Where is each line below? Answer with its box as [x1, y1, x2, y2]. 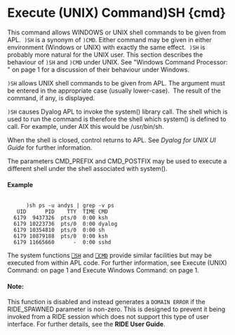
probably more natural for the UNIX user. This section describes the [7, 50, 203, 59]
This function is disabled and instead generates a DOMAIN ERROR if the [7, 298, 206, 306]
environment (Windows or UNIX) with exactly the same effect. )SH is [7, 43, 206, 51]
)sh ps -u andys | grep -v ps [25, 202, 114, 210]
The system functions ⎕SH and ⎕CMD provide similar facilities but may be [7, 251, 213, 260]
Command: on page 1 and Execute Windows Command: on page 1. [7, 266, 200, 275]
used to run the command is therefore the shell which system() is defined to [7, 114, 227, 123]
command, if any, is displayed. [7, 93, 95, 102]
